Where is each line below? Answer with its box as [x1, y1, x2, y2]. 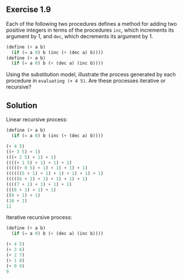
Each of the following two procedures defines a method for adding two [6, 20, 177, 27]
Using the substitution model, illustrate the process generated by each [6, 71, 176, 78]
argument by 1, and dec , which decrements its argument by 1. [6, 32, 154, 40]
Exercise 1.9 [6, 5, 51, 15]
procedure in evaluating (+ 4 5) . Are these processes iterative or [6, 77, 166, 84]
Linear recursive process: [6, 116, 68, 123]
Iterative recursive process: [6, 214, 72, 221]
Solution [6, 100, 38, 110]
